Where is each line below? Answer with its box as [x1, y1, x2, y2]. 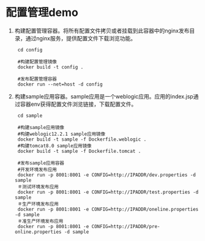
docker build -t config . [17, 64, 84, 70]
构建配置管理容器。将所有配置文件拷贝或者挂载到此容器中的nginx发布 [14, 27, 190, 34]
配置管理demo [6, 6, 79, 20]
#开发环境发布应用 [17, 166, 58, 172]
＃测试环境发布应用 [17, 184, 59, 190]
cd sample [17, 113, 43, 119]
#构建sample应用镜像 [17, 124, 65, 130]
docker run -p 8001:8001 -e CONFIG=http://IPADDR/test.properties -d [17, 189, 199, 195]
